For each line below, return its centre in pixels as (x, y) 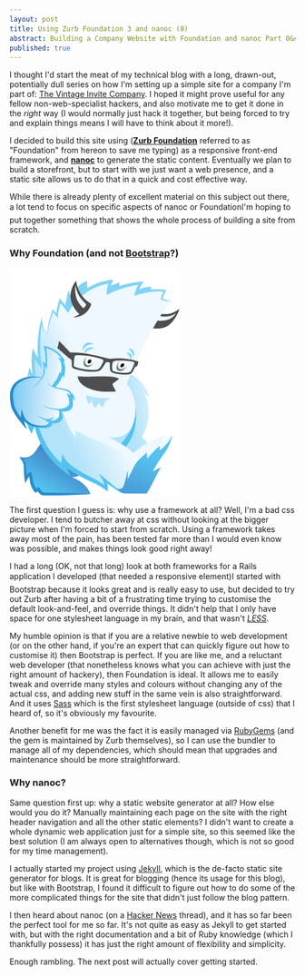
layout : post (34, 19)
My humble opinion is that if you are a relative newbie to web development (148, 636)
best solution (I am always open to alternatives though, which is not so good (152, 841)
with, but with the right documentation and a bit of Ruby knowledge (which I (151, 934)
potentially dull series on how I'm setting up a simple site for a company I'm (150, 84)
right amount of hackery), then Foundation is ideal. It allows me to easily (144, 674)
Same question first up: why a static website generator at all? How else (142, 803)
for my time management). (59, 851)
